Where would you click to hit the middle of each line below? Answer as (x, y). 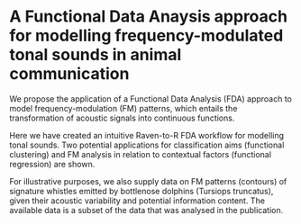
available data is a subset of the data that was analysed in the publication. (146, 210)
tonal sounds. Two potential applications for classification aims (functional (147, 145)
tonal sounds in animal (96, 55)
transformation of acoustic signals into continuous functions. (122, 118)
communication (69, 74)
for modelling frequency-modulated (146, 36)
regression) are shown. (52, 164)
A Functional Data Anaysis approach (149, 17)
